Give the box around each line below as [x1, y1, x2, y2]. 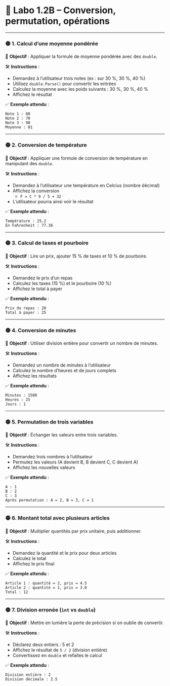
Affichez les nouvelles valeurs [12, 464, 75, 471]
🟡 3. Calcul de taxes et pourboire [5, 239, 89, 246]
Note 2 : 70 [5, 116, 30, 121]
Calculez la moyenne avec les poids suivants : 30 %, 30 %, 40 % [12, 86, 148, 92]
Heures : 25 [5, 398, 30, 403]
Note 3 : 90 [5, 120, 30, 126]
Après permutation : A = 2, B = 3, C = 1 [5, 498, 94, 503]
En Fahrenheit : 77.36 [5, 223, 53, 228]
